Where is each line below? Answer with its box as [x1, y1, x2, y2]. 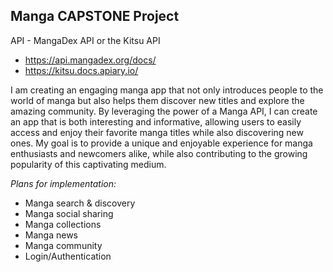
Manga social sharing [24, 207, 114, 219]
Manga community [24, 239, 103, 251]
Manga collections [24, 218, 102, 230]
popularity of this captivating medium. [10, 158, 167, 170]
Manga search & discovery [24, 197, 136, 209]
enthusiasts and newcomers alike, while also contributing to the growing [10, 147, 308, 159]
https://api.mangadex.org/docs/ [24, 54, 157, 66]
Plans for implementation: [10, 177, 117, 189]
